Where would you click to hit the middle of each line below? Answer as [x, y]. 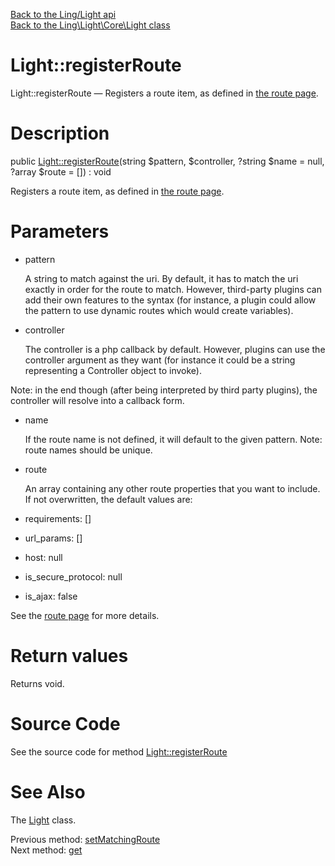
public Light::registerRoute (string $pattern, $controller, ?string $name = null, [167, 161]
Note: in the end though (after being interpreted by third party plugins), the [164, 390]
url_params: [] [53, 538]
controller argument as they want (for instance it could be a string [160, 360]
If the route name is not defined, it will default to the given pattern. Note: [173, 439]
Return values [69, 656]
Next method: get [46, 850]
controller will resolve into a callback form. [97, 400]
